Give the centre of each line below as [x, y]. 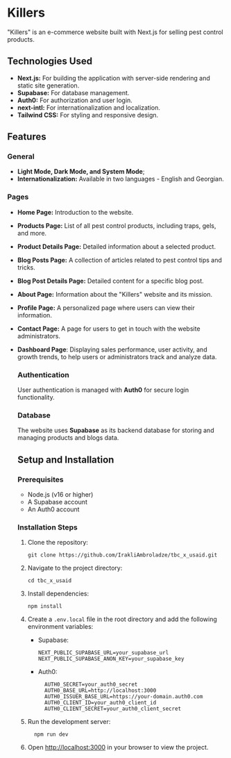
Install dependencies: [58, 594]
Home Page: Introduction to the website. [75, 212]
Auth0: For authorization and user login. [75, 100]
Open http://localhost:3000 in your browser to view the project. [118, 748]
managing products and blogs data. [68, 438]
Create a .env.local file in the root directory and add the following [122, 619]
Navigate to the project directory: [75, 568]
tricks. [26, 267]
